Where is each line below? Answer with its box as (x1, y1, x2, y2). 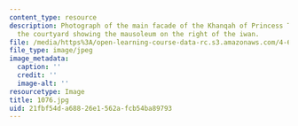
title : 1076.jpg (9, 95, 69, 105)
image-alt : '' (17, 79, 69, 88)
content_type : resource (9, 12, 98, 22)
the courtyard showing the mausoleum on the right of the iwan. (17, 29, 260, 38)
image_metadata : (9, 54, 69, 63)
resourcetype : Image (9, 87, 86, 96)
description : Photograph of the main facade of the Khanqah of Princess (9, 21, 284, 30)
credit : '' (17, 71, 58, 80)
